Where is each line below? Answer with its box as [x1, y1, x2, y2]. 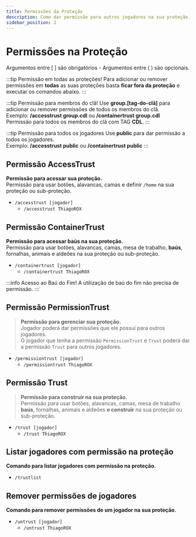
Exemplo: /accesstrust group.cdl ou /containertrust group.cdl [6, 112, 160, 119]
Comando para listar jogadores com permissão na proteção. [6, 462, 156, 469]
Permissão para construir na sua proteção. [20, 393, 128, 401]
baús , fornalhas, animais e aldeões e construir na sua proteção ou [20, 406, 182, 413]
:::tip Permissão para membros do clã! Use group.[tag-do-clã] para [6, 99, 171, 106]
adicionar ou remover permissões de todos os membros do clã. [6, 106, 160, 113]
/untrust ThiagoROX [23, 525, 72, 531]
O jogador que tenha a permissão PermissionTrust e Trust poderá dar [20, 336, 190, 344]
